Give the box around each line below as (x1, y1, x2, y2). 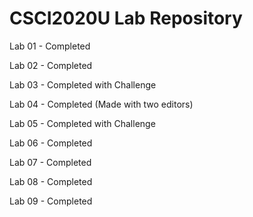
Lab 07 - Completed (9, 156, 92, 168)
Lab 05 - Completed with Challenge (9, 117, 156, 129)
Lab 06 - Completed (9, 137, 93, 149)
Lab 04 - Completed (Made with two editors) (9, 98, 194, 110)
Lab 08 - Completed (9, 175, 93, 187)
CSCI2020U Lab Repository (9, 7, 243, 30)
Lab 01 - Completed (9, 40, 91, 52)
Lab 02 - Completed (9, 59, 93, 71)
